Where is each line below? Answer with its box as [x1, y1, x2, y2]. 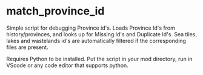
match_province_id [6, 4, 105, 18]
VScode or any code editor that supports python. [6, 62, 128, 69]
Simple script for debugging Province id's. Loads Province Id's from [6, 24, 176, 31]
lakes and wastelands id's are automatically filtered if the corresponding [6, 37, 187, 44]
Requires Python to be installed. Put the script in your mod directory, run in [6, 55, 193, 62]
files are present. [6, 44, 48, 51]
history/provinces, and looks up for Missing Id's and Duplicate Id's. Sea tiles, [6, 30, 197, 37]
